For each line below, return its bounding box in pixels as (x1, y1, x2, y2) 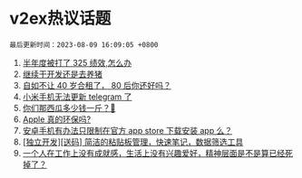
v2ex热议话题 (9, 8, 112, 29)
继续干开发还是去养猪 (22, 69, 102, 80)
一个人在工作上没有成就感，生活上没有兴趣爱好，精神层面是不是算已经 (22, 147, 286, 158)
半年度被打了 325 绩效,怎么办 (22, 57, 132, 68)
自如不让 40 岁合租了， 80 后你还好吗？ (22, 80, 171, 90)
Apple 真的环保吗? (22, 114, 92, 125)
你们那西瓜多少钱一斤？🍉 (22, 102, 116, 113)
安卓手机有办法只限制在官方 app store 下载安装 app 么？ (22, 125, 233, 136)
